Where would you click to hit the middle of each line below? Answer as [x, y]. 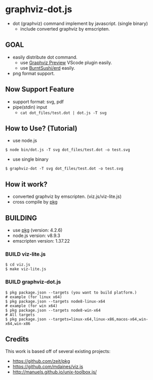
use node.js [25, 140]
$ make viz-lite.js [26, 269]
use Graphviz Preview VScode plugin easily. [66, 63]
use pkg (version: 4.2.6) [37, 230]
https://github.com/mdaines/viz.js [48, 367]
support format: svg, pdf [38, 101]
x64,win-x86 [18, 324]
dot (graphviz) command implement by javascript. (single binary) [80, 23]
